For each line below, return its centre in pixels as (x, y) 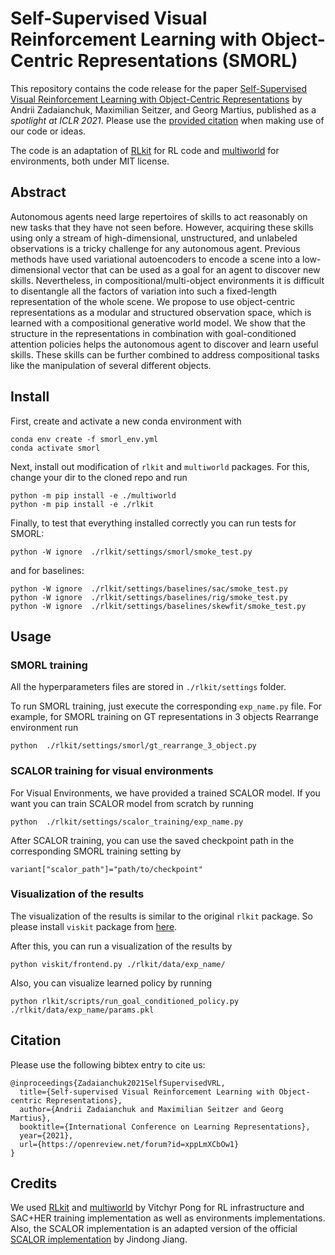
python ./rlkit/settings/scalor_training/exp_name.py (127, 822)
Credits (34, 1183)
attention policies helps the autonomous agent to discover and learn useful (164, 344)
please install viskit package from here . (94, 926)
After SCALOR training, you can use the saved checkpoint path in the (152, 840)
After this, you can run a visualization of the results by (121, 946)
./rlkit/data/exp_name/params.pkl (82, 1010)
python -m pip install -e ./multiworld (93, 495)
